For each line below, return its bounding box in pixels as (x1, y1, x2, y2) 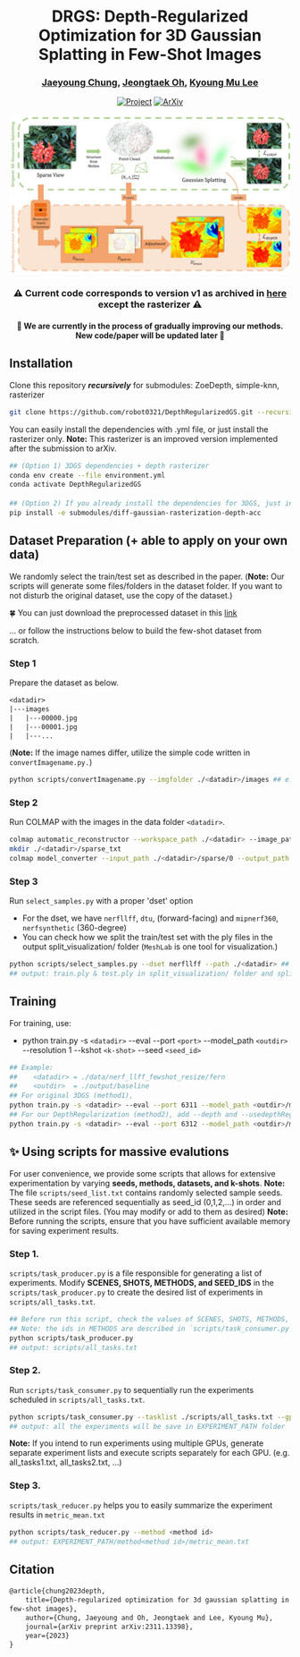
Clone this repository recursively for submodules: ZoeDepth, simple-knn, (9, 379, 279, 390)
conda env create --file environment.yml (9, 471, 166, 480)
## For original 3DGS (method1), (9, 1092, 134, 1100)
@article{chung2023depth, (9, 1586, 105, 1596)
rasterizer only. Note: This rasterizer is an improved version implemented (9, 433, 279, 444)
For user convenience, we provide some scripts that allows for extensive (9, 1168, 276, 1178)
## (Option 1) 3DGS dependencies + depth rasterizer (9, 461, 210, 471)
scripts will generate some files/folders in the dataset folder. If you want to (9, 580, 283, 591)
